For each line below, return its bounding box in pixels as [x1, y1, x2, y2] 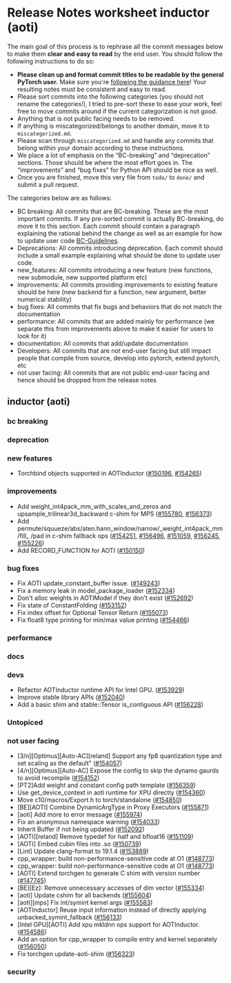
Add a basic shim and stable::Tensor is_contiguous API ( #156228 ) [17, 701, 203, 709]
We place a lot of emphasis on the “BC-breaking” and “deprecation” [17, 150, 210, 159]
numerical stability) [17, 295, 72, 303]
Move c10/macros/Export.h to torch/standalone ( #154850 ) [17, 796, 183, 804]
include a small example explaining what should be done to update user [17, 251, 221, 260]
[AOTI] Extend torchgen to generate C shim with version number [17, 869, 200, 877]
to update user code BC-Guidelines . [17, 236, 119, 244]
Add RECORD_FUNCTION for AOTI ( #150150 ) [17, 546, 145, 554]
